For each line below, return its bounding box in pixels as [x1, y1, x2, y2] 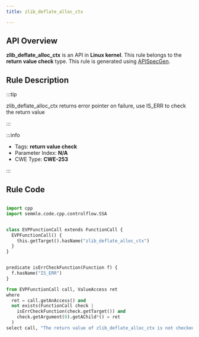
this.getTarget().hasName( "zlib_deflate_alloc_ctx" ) [17, 238, 150, 244]
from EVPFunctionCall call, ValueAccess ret [6, 286, 118, 293]
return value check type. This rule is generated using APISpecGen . [6, 58, 171, 65]
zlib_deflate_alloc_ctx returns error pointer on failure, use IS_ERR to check [6, 102, 187, 110]
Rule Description [6, 75, 69, 85]
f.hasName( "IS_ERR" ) [11, 271, 62, 276]
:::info [6, 132, 20, 139]
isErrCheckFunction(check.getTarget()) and [17, 309, 126, 314]
